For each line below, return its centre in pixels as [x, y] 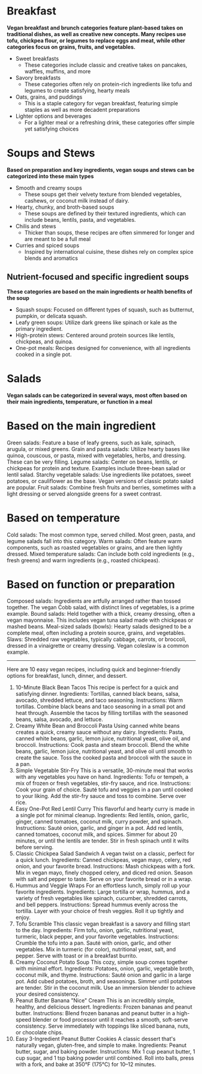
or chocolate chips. [39, 1033]
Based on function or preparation [91, 584]
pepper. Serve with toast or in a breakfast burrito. [76, 956]
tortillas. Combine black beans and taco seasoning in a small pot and [100, 707]
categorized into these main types [50, 176]
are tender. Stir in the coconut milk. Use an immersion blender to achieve [105, 988]
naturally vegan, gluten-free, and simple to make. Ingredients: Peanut [101, 1045]
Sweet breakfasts [37, 58]
